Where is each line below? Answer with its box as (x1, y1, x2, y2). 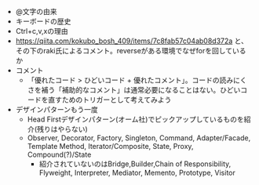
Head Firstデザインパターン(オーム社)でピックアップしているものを (27, 114, 245, 124)
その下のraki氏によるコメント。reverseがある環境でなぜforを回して (15, 46, 233, 55)
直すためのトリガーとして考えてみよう (48, 95, 172, 104)
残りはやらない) (36, 125, 88, 133)
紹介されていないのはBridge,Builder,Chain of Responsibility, (38, 159, 232, 169)
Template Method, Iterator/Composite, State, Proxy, (27, 142, 194, 151)
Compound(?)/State (27, 150, 92, 159)
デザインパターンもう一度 (15, 105, 98, 114)
